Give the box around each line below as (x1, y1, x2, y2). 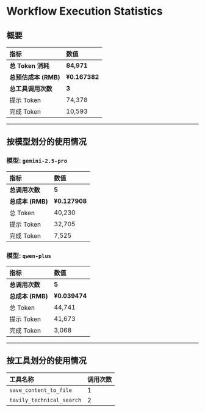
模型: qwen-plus (6, 251, 52, 260)
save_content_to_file (9, 386, 72, 394)
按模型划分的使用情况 (6, 136, 87, 147)
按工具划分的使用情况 (6, 356, 87, 366)
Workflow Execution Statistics (6, 4, 163, 18)
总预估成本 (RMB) (9, 73, 60, 81)
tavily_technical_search (9, 396, 82, 403)
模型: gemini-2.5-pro (6, 156, 68, 165)
